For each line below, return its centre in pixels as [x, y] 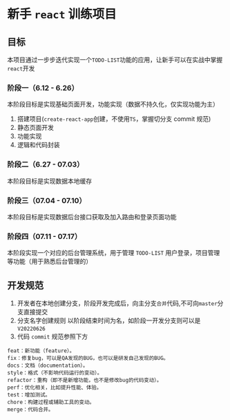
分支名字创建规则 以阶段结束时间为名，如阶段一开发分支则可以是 [109, 321]
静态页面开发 [35, 128]
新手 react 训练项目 [62, 14]
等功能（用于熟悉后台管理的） [49, 261]
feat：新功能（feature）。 [41, 351]
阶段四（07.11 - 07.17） [45, 236]
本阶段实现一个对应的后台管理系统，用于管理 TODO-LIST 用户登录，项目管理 [114, 253]
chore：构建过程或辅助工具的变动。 [51, 402]
